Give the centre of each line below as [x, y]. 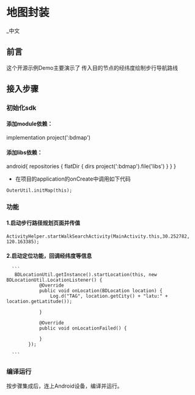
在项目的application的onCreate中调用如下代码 [73, 179]
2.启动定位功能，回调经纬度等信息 [49, 256]
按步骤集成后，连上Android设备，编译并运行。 [64, 386]
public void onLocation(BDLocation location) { [101, 291]
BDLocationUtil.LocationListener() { [54, 280]
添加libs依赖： [24, 152]
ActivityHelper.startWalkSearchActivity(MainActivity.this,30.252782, [98, 236]
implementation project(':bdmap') [48, 138]
